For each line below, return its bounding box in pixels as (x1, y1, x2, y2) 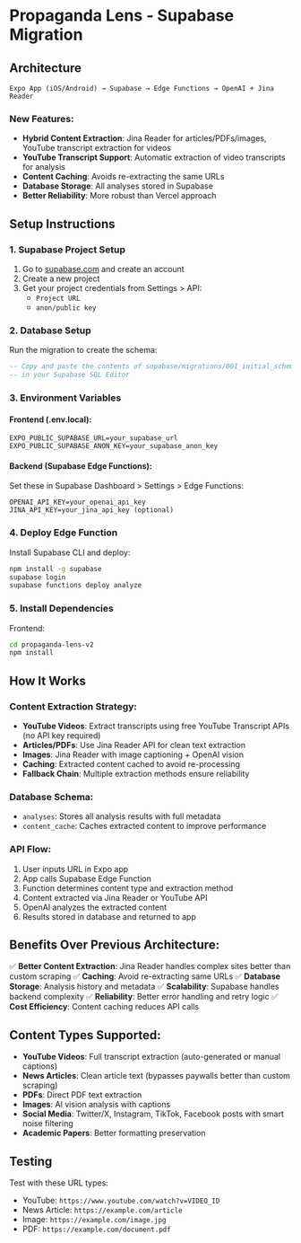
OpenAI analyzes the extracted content (21, 902, 168, 912)
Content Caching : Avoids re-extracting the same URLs (21, 172, 225, 182)
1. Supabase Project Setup (9, 243, 126, 256)
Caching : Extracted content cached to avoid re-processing (21, 759, 240, 770)
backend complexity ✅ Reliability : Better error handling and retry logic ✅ (9, 992, 279, 1002)
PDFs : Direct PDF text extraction (21, 1089, 142, 1100)
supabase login (9, 572, 66, 582)
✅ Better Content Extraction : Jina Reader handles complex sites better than (9, 961, 291, 972)
